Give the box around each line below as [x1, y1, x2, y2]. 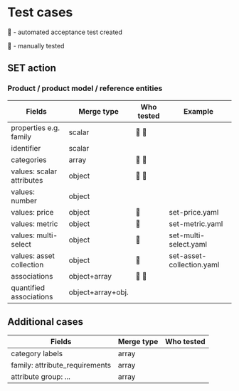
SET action [7, 62, 57, 75]
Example [184, 106, 213, 116]
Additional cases [7, 316, 84, 328]
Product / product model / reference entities [7, 83, 163, 93]
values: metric [11, 218, 58, 228]
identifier [11, 143, 41, 153]
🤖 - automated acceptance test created [7, 28, 123, 36]
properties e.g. [11, 122, 60, 132]
